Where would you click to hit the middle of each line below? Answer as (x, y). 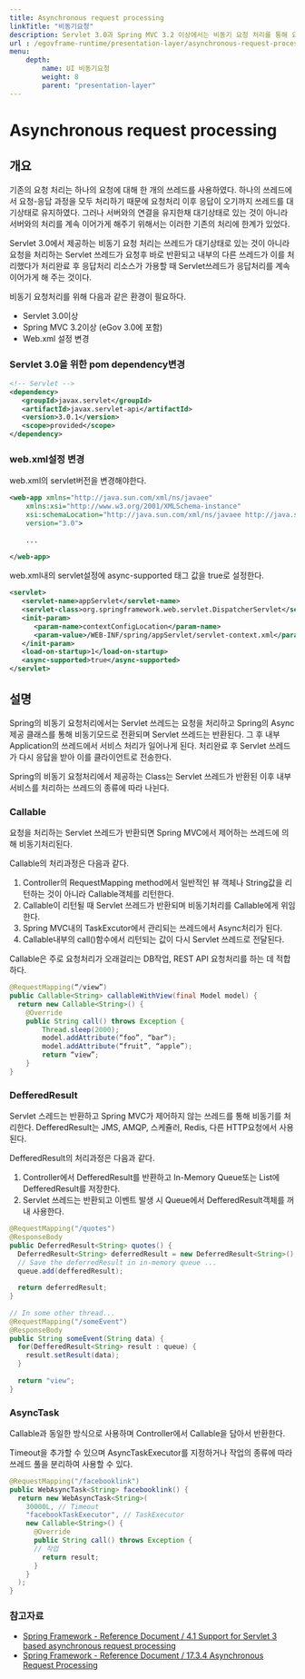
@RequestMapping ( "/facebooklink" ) (75, 1481)
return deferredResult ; (62, 1288)
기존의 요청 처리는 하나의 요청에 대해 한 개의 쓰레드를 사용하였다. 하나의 (135, 189)
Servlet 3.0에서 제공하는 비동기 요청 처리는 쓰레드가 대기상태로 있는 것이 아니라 (150, 243)
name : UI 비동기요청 (76, 69)
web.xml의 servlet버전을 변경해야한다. (78, 481)
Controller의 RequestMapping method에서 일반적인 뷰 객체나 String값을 (152, 883)
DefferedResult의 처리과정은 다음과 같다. (82, 1158)
